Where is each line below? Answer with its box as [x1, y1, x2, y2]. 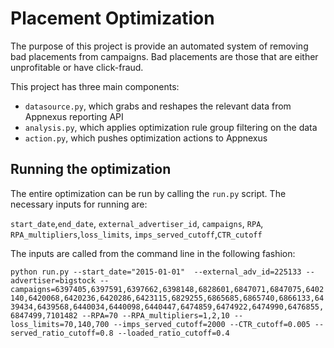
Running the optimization [10, 161, 172, 178]
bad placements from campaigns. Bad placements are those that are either [10, 50, 319, 62]
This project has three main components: [10, 80, 180, 92]
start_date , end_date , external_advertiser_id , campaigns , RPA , [10, 217, 264, 229]
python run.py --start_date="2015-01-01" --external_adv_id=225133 [10, 267, 302, 277]
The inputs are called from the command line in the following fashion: [10, 247, 296, 259]
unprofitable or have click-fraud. [10, 61, 144, 73]
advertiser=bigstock [10, 275, 97, 286]
